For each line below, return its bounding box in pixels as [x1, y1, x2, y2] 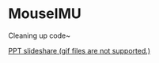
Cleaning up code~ [8, 31, 71, 40]
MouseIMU [8, 5, 81, 23]
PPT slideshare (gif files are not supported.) [8, 46, 151, 55]
